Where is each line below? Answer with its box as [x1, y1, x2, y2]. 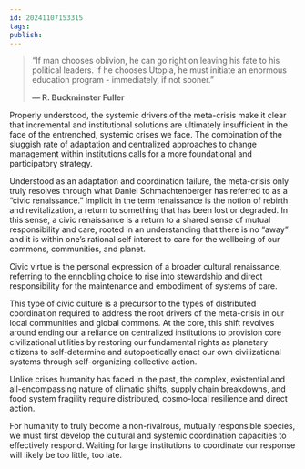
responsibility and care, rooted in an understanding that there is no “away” [9, 224, 289, 235]
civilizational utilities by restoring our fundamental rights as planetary [9, 337, 269, 348]
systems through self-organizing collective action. [9, 356, 198, 367]
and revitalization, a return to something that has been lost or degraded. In [9, 205, 289, 216]
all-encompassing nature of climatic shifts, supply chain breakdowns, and [9, 383, 287, 394]
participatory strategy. [9, 158, 93, 169]
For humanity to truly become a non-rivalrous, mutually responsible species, [9, 421, 296, 432]
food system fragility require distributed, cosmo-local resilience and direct [9, 393, 289, 404]
